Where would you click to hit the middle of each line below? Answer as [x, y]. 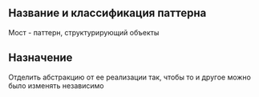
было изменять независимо [56, 85]
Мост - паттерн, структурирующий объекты [84, 32]
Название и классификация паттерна [107, 13]
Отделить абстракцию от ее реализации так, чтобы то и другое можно [129, 77]
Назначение [40, 58]
